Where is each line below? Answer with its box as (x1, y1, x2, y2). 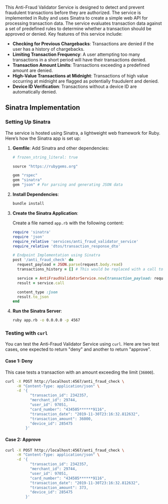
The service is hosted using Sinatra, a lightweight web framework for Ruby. (5, 130, 160, 136)
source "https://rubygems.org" (12, 163, 78, 169)
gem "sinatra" (12, 178, 42, 183)
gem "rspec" (12, 173, 38, 178)
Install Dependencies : (12, 191, 59, 198)
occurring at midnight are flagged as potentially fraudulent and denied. (12, 78, 159, 84)
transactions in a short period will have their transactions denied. (12, 57, 147, 62)
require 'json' (12, 234, 45, 239)
